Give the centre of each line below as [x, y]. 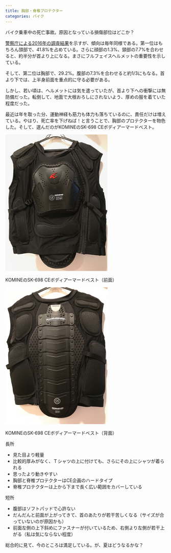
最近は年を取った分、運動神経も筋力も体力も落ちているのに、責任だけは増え [86, 114]
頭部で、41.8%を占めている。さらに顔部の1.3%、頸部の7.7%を [84, 49]
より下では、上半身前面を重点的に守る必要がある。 [59, 79]
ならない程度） [60, 534]
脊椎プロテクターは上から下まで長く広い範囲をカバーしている [77, 486]
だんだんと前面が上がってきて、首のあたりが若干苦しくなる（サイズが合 [88, 515]
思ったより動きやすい [35, 474]
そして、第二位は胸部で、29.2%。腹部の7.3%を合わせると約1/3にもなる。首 [85, 73]
